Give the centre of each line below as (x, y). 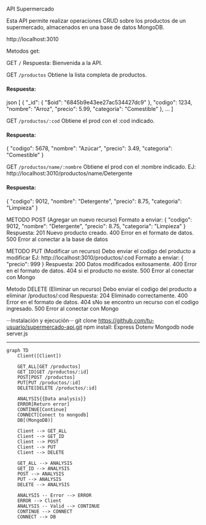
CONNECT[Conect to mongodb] (53, 415)
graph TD (17, 350)
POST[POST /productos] (46, 377)
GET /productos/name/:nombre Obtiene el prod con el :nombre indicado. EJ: (101, 167)
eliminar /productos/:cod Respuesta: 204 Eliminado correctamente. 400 (97, 295)
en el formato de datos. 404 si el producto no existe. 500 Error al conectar (100, 270)
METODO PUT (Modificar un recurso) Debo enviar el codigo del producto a (101, 251)
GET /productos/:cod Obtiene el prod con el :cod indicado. (81, 121)
